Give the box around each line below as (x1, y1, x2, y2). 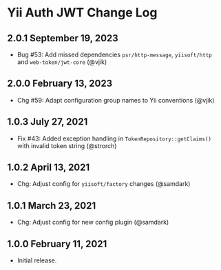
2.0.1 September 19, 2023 (7, 32, 118, 44)
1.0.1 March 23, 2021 (7, 200, 96, 211)
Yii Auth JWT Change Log (7, 5, 158, 21)
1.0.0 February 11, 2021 (7, 238, 107, 249)
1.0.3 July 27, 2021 (7, 116, 88, 128)
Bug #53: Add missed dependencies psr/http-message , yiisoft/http (17, 50, 212, 59)
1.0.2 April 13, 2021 (7, 162, 90, 174)
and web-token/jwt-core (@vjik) (17, 58, 107, 66)
